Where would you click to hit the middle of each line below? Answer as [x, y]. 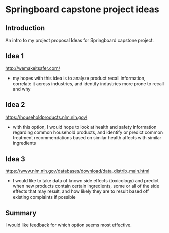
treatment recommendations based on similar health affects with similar [87, 137]
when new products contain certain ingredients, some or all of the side [86, 186]
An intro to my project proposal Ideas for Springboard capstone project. [79, 40]
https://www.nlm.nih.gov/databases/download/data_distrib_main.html [77, 171]
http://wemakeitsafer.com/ [33, 68]
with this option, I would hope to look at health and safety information [84, 127]
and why [21, 89]
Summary [21, 213]
